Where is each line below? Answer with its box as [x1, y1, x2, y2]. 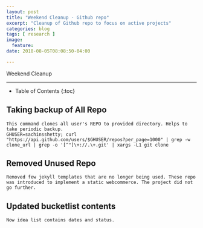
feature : [11, 43, 34, 49]
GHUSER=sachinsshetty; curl [6, 131, 77, 138]
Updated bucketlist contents [6, 201, 116, 211]
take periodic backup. [6, 126, 63, 132]
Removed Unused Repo [6, 158, 96, 168]
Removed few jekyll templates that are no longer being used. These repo [6, 174, 196, 180]
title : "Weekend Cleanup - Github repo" [6, 14, 110, 21]
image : [6, 37, 23, 43]
